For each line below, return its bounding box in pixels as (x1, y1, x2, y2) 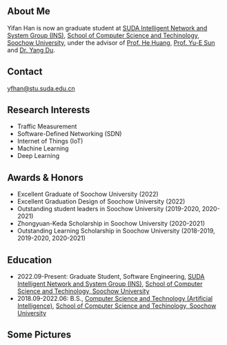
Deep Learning (17, 152, 60, 160)
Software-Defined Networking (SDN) (17, 130, 122, 138)
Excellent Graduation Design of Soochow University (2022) (17, 197, 186, 206)
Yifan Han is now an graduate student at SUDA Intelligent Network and (7, 23, 208, 32)
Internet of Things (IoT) (17, 137, 83, 146)
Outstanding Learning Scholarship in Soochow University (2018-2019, (17, 227, 215, 235)
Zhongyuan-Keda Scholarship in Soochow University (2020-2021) (17, 219, 206, 228)
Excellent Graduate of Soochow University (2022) (17, 190, 159, 199)
